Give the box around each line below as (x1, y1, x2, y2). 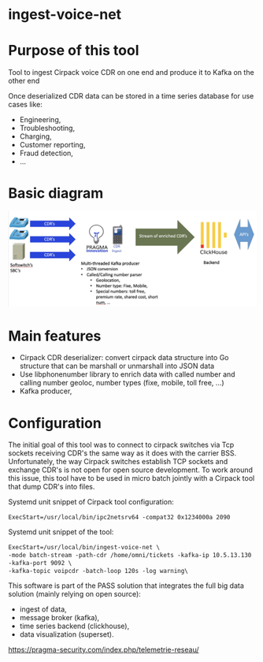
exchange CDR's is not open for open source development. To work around (8, 465, 254, 474)
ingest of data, (19, 604, 67, 614)
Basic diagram (8, 184, 104, 203)
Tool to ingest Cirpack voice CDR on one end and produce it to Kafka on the (8, 68, 254, 77)
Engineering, (19, 115, 61, 125)
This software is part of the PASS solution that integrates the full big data (8, 581, 244, 590)
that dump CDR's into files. (8, 482, 95, 492)
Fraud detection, (19, 148, 73, 158)
